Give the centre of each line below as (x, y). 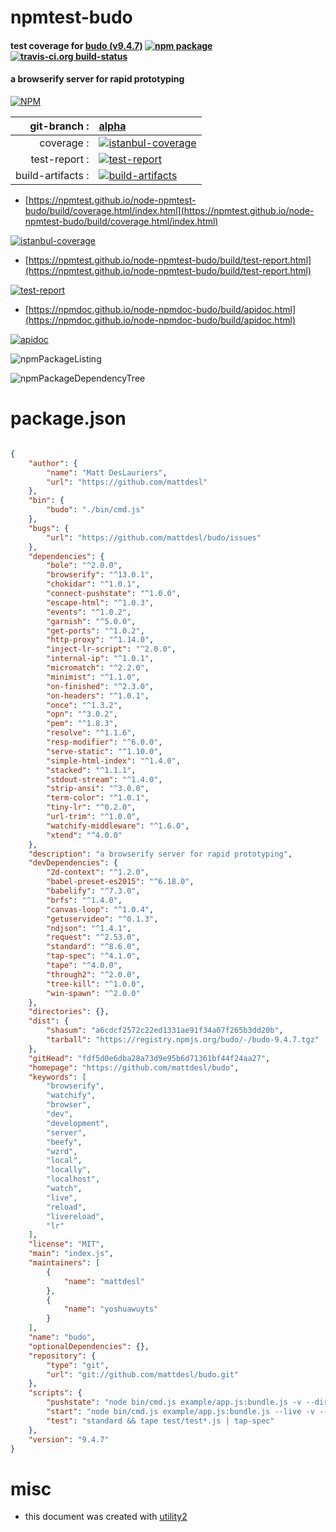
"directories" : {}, (69, 1012)
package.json (68, 418)
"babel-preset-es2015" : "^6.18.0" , (120, 882)
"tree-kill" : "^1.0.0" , (95, 984)
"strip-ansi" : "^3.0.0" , (98, 789)
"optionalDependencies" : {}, (89, 1346)
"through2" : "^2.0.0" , (93, 974)
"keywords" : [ (57, 1077)
